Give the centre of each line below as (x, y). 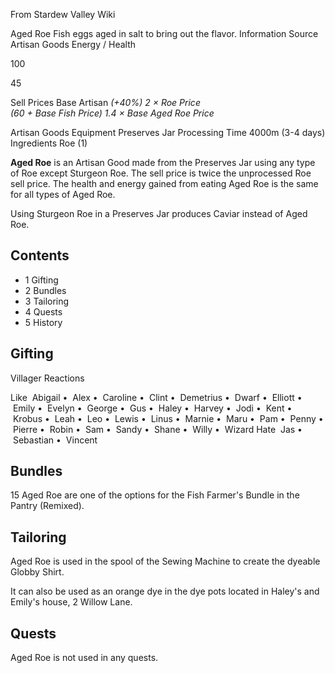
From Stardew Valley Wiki (63, 14)
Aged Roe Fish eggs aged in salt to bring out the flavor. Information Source (164, 33)
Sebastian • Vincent (55, 440)
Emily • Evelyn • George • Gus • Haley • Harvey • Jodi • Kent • (152, 408)
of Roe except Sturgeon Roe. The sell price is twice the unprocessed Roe (161, 173)
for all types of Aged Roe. (63, 194)
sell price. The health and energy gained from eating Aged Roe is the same (164, 183)
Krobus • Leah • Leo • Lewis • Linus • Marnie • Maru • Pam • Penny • (168, 418)
